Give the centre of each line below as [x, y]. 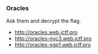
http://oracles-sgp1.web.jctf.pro [53, 45]
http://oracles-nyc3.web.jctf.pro [53, 39]
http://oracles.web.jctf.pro [46, 32]
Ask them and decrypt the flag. [43, 21]
